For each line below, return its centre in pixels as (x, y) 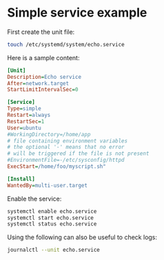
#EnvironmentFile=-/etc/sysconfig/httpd (66, 160)
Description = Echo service (44, 77)
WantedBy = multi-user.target (48, 185)
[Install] (21, 179)
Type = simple (24, 109)
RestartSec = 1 (26, 121)
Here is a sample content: (43, 57)
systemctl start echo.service (51, 218)
